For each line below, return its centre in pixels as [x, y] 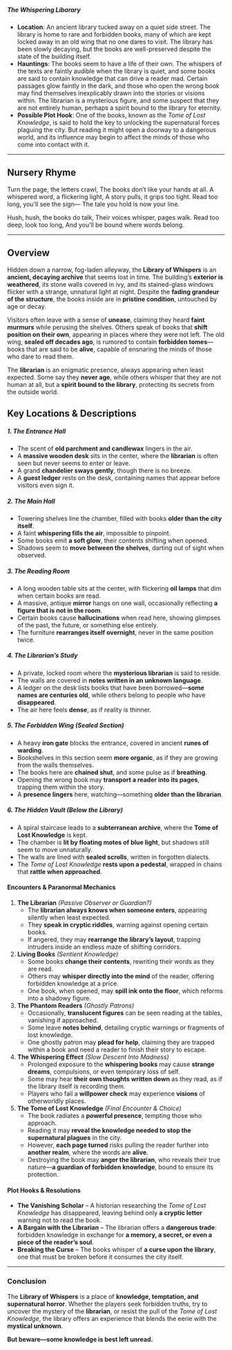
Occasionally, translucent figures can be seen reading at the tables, [125, 1013]
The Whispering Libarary [44, 10]
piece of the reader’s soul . [56, 1242]
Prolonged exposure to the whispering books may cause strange [121, 1064]
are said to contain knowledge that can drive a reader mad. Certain [113, 78]
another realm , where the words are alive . [88, 1152]
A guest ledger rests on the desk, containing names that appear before [118, 477]
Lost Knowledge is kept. [52, 835]
